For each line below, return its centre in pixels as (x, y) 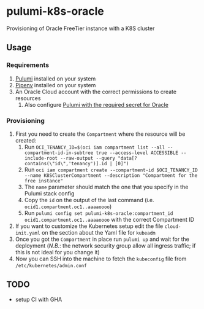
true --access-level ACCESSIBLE (137, 153)
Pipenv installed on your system (55, 85)
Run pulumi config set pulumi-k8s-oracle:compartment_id (99, 213)
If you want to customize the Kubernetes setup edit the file (89, 226)
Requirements (28, 65)
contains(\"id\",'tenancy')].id (66, 163)
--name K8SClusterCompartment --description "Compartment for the (111, 175)
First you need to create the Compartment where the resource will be (100, 134)
